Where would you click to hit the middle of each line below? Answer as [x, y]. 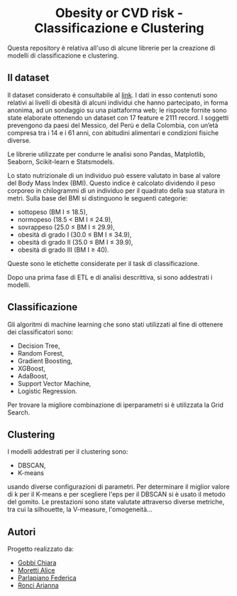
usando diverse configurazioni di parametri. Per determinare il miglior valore [118, 487]
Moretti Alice [36, 570]
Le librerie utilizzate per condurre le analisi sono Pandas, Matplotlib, [106, 154]
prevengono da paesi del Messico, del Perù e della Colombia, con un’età [113, 125]
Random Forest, [41, 353]
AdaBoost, [33, 376]
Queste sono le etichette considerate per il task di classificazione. [104, 263]
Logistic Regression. [48, 391]
